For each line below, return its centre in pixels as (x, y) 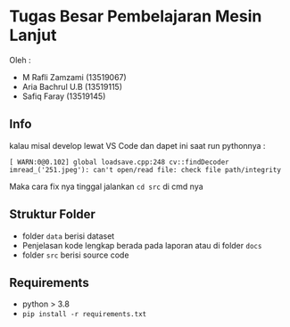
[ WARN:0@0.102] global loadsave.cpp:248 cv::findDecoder (119, 162)
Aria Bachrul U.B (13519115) (72, 86)
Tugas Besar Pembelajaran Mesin (136, 16)
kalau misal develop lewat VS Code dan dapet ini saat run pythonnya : (137, 145)
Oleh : (20, 60)
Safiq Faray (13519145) (64, 96)
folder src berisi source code (75, 255)
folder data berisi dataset (68, 236)
